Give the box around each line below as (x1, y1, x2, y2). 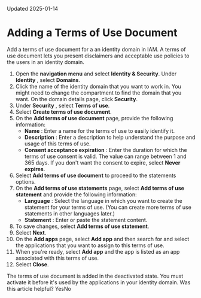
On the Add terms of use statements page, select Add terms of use (15, 184, 185, 191)
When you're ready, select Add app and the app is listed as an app (15, 248, 180, 255)
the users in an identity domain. (7, 58, 84, 65)
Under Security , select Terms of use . (15, 102, 110, 109)
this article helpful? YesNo (7, 285, 71, 292)
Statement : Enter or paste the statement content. (24, 216, 148, 223)
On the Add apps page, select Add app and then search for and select (15, 235, 190, 242)
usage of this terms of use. (24, 140, 91, 147)
